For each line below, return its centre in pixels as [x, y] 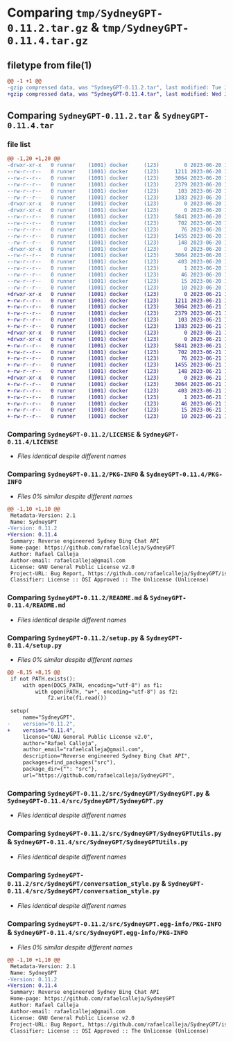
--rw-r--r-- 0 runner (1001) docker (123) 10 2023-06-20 [114, 288]
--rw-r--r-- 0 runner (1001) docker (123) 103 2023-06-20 [114, 191]
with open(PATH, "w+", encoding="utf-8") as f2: [106, 692]
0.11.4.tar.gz [48, 41]
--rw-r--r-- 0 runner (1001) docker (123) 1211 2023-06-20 [114, 172]
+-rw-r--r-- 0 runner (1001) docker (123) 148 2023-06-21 [114, 371]
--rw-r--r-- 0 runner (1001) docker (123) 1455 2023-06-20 [114, 236]
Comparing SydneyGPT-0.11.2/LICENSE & [74, 435]
